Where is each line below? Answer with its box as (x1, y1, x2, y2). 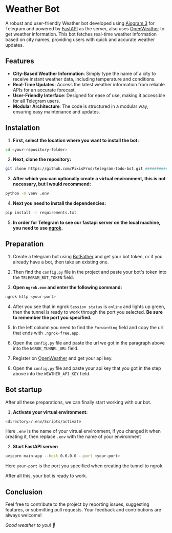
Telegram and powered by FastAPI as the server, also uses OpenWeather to (5, 25, 165, 31)
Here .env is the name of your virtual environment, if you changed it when (5, 428, 161, 434)
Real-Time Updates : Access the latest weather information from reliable (12, 81, 165, 87)
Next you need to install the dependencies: (12, 200, 106, 206)
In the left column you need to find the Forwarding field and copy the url (12, 324, 164, 330)
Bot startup (5, 386, 42, 394)
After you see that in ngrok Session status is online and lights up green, (12, 303, 165, 310)
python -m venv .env (5, 191, 50, 196)
